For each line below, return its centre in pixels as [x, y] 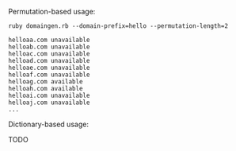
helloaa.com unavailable [49, 40]
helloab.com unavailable [49, 47]
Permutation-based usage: [52, 12]
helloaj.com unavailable [49, 103]
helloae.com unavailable [49, 68]
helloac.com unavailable [49, 54]
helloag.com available [46, 82]
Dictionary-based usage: [49, 124]
